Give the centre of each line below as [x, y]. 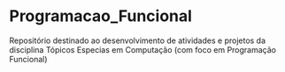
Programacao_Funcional [101, 16]
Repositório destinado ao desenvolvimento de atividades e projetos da [138, 40]
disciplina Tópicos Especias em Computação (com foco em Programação [143, 49]
